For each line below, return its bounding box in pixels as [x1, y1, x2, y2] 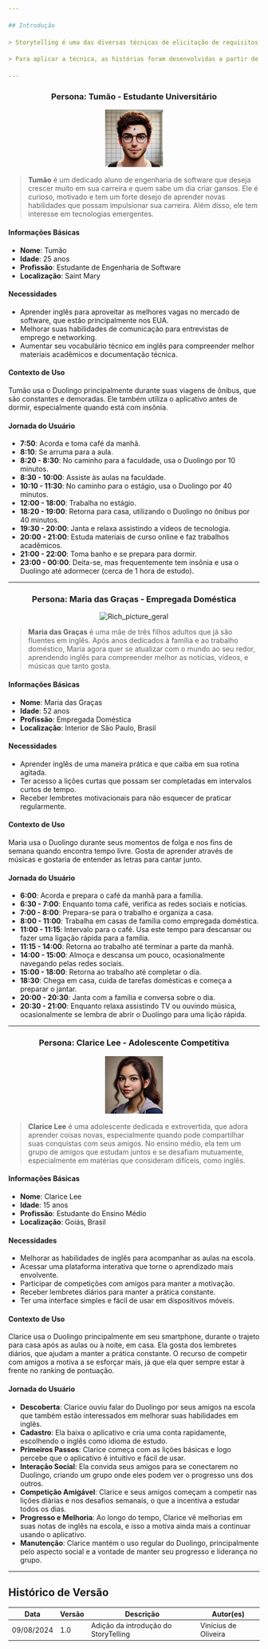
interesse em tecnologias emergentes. [27, 209, 154, 219]
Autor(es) [211, 1609, 245, 1619]
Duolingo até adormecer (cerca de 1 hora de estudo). [19, 566, 195, 576]
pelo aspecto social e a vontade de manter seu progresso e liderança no [19, 1547, 258, 1556]
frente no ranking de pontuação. [8, 1366, 115, 1375]
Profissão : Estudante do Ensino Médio [19, 1208, 147, 1218]
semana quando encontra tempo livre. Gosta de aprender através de [8, 847, 234, 856]
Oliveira [200, 1629, 226, 1639]
